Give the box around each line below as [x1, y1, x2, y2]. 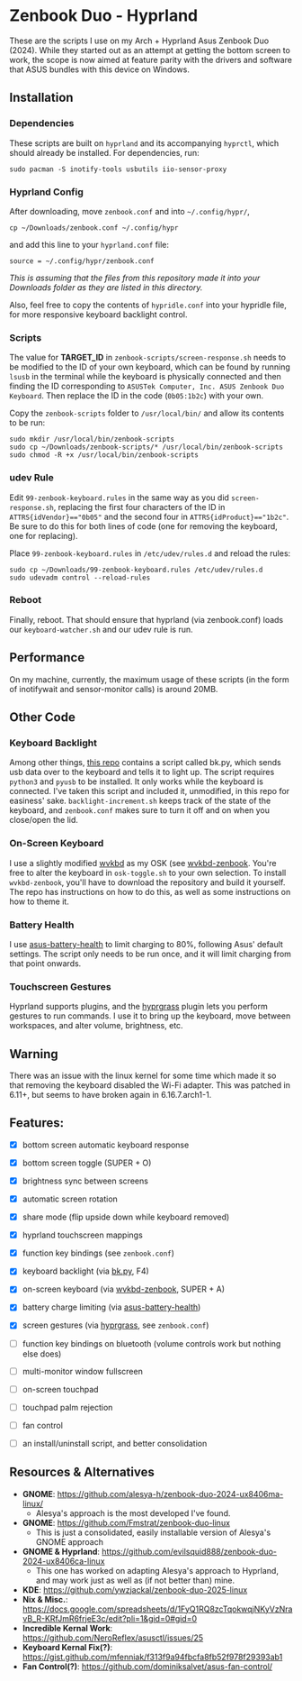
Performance [9, 650, 85, 665]
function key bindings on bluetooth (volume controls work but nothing [22, 1338, 281, 1348]
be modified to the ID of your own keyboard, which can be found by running [9, 361, 290, 372]
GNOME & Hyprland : [22, 1546, 101, 1557]
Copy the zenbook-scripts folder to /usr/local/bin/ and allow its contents [9, 407, 285, 419]
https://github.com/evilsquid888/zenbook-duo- [102, 1546, 277, 1557]
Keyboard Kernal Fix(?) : [22, 1641, 113, 1652]
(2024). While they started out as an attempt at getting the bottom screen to [9, 44, 290, 55]
